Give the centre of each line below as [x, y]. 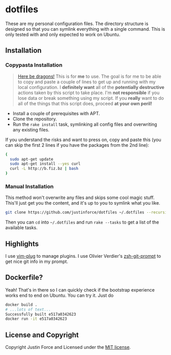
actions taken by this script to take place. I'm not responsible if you [89, 93]
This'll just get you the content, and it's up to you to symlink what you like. [83, 203]
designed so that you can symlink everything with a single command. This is [85, 29]
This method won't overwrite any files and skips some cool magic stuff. [80, 197]
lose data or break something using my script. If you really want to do [91, 98]
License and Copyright [42, 335]
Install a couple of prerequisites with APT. [56, 113]
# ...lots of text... [28, 309]
